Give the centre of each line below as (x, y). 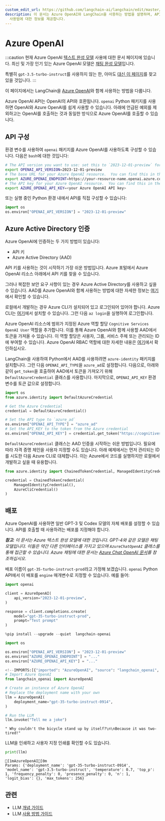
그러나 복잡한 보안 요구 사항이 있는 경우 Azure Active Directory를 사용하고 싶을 (81, 284)
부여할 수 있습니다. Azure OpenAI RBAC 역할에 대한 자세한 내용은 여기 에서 (82, 342)
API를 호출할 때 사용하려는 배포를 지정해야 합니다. (63, 530)
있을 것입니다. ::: (21, 80)
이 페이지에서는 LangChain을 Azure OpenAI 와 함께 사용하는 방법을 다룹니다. (79, 91)
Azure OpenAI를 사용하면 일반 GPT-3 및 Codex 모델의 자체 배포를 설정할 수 (78, 524)
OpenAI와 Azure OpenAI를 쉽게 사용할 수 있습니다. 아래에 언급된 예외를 (83, 107)
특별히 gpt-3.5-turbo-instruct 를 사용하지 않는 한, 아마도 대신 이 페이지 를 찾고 (81, 74)
